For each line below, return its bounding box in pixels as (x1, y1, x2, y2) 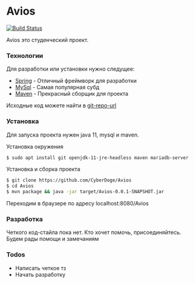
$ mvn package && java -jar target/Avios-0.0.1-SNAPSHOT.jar (6, 189, 165, 195)
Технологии (6, 51, 44, 60)
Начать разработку (15, 271, 66, 278)
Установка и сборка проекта (6, 166, 81, 173)
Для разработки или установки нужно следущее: (6, 65, 135, 73)
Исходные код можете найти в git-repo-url (6, 102, 117, 109)
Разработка (6, 215, 43, 223)
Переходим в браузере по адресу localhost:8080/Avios (6, 200, 149, 207)
